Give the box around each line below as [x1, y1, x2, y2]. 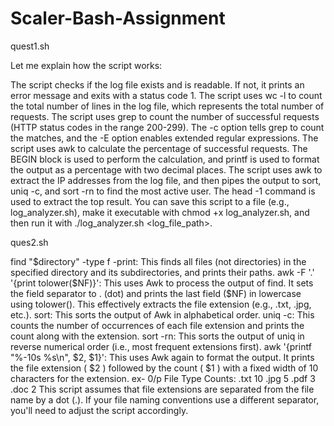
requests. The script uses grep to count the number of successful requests [10, 110, 320, 122]
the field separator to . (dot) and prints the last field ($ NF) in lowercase [10, 287, 302, 299]
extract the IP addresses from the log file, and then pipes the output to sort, [10, 174, 322, 186]
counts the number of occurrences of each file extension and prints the [10, 319, 305, 331]
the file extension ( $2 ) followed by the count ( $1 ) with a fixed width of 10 [10, 362, 319, 374]
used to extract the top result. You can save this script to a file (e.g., [10, 195, 290, 207]
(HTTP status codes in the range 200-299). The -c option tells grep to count [10, 121, 325, 133]
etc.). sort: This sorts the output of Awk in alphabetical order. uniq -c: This [10, 308, 315, 321]
